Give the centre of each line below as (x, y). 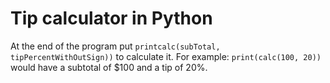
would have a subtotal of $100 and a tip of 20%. (109, 67)
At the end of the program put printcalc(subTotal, (115, 46)
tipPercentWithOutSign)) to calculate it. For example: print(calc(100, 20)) (166, 56)
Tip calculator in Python (111, 18)
